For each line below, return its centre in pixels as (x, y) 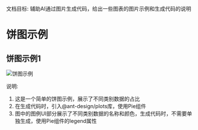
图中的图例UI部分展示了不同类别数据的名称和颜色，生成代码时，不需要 (101, 113)
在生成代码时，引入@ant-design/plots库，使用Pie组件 (81, 106)
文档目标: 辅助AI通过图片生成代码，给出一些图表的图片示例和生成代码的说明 (99, 9)
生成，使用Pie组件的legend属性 (58, 121)
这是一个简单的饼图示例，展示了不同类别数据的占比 (77, 99)
